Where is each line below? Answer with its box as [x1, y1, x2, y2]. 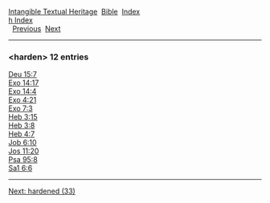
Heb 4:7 [8, 129, 35, 139]
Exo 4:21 [8, 95, 37, 105]
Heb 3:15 [8, 112, 38, 122]
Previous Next [11, 24, 61, 33]
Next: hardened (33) [8, 186, 76, 196]
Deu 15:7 [8, 70, 38, 79]
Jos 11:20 [8, 146, 39, 156]
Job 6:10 [8, 138, 38, 148]
